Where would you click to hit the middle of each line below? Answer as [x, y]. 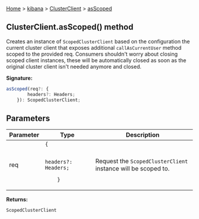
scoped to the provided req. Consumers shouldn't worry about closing [92, 54]
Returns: [17, 199]
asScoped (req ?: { [28, 89]
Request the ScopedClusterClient [142, 161]
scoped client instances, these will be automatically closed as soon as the [96, 60]
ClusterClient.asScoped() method [70, 27]
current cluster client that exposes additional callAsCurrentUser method [94, 47]
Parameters [28, 118]
